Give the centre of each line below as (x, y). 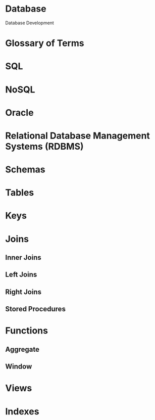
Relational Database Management (78, 136)
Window (19, 367)
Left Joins (21, 275)
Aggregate (22, 349)
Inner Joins (23, 258)
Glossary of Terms (45, 43)
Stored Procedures (35, 309)
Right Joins (23, 292)
